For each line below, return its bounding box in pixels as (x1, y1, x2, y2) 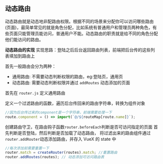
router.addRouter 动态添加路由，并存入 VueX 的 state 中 (5, 136, 116, 142)
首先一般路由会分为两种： (5, 63, 56, 69)
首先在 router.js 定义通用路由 (5, 90, 65, 96)
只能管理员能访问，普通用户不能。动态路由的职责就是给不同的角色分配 (17, 31, 158, 36)
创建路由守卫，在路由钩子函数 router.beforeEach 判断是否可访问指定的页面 (5, 124, 153, 130)
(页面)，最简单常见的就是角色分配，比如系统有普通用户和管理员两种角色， (5, 24, 153, 30)
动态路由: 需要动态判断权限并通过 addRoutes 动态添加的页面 (12, 80, 130, 85)
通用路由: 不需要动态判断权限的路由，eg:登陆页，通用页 (12, 73, 123, 79)
